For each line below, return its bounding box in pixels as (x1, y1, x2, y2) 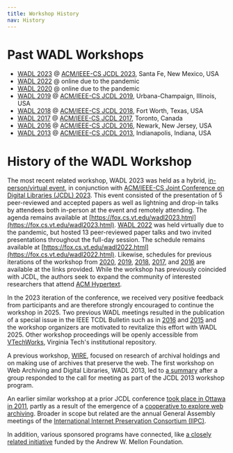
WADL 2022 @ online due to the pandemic (17, 77, 140, 86)
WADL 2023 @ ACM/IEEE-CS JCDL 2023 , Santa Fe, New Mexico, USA (17, 70, 219, 78)
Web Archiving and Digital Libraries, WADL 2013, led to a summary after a (7, 367, 218, 375)
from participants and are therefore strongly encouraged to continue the (7, 301, 214, 309)
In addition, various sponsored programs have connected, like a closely (7, 430, 212, 439)
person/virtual (7, 184, 47, 192)
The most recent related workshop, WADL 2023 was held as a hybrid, (7, 176, 207, 185)
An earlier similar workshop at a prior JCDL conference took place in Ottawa (7, 394, 226, 403)
